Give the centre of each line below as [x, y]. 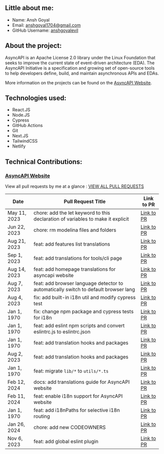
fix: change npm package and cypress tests [83, 312]
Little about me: [29, 8]
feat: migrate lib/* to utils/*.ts [71, 371]
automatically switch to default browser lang [84, 290]
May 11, [17, 213]
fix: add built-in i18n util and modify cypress [84, 298]
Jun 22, [16, 227]
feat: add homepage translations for [74, 269]
